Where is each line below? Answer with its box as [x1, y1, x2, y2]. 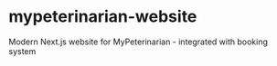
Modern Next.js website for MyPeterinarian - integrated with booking [8, 36, 269, 47]
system [8, 45, 37, 56]
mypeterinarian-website [8, 6, 197, 27]
